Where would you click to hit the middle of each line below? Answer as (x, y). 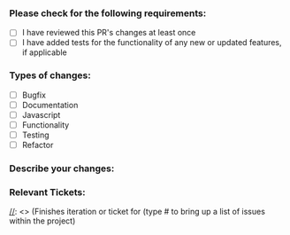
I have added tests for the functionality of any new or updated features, (152, 43)
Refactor (38, 145)
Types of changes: (50, 75)
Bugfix (34, 95)
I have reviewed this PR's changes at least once (109, 33)
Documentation (50, 105)
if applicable (45, 52)
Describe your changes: (62, 168)
